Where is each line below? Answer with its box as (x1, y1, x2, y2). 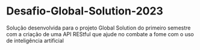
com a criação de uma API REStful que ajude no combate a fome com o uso (6, 30, 194, 37)
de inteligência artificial (6, 37, 64, 44)
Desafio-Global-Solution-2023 (6, 4, 164, 18)
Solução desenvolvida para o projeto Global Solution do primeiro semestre (6, 24, 191, 31)
